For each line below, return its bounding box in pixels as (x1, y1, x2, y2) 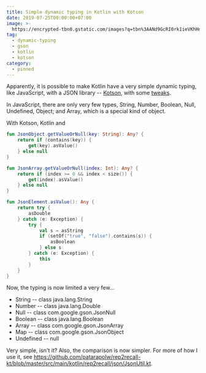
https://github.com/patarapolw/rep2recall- (33, 353, 141, 361)
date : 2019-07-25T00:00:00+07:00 (6, 15, 92, 21)
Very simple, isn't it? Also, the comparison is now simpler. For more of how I (6, 347, 198, 354)
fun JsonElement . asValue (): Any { (6, 199, 95, 205)
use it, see (6, 353, 32, 361)
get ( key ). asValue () (28, 143, 78, 149)
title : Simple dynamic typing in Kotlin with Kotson (6, 9, 144, 15)
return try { (17, 205, 51, 211)
